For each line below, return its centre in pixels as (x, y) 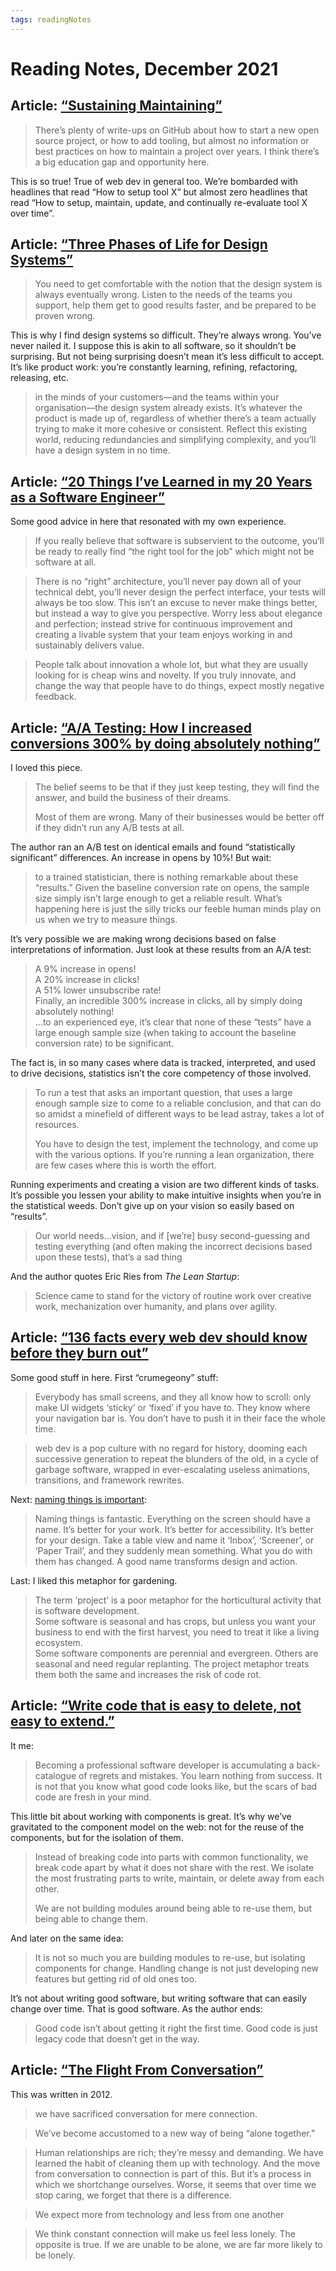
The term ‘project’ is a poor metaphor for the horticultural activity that (178, 1600)
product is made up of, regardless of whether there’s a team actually (175, 418)
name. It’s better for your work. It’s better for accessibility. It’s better (174, 1529)
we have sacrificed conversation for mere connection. (146, 2113)
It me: (22, 1745)
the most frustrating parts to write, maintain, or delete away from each (179, 1878)
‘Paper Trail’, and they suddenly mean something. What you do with (173, 1550)
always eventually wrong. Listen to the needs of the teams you (163, 295)
